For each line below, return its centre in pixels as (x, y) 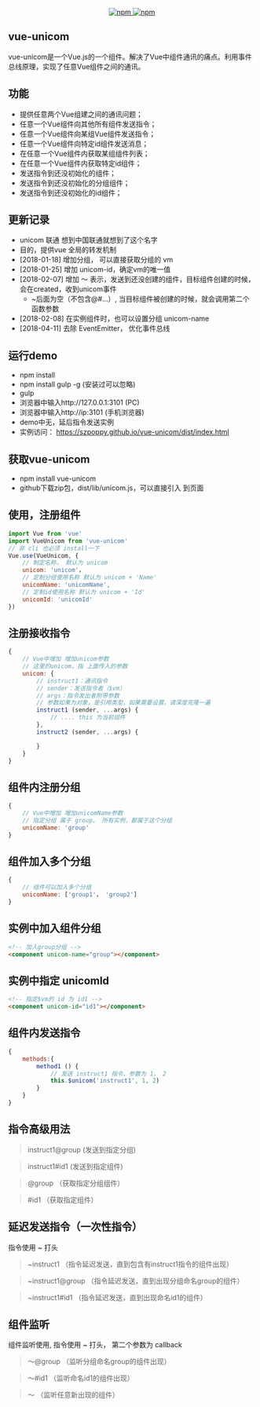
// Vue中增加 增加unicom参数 (66, 659)
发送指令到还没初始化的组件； (68, 173)
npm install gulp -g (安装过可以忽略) (77, 384)
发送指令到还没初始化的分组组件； (75, 183)
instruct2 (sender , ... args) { (88, 732)
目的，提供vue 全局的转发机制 (68, 250)
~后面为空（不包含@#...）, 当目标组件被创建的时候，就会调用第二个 (140, 299)
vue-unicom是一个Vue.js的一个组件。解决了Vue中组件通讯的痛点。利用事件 (130, 57)
